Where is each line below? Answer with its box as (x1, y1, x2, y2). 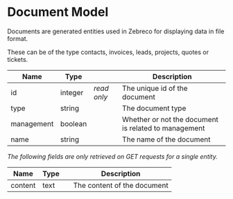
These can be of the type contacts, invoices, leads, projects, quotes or (7, 48, 209, 56)
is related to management (122, 123, 205, 132)
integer (60, 87, 84, 97)
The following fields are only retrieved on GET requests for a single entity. (7, 152, 218, 160)
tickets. (7, 55, 28, 63)
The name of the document (122, 135, 211, 144)
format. (7, 34, 28, 42)
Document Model (7, 4, 109, 20)
